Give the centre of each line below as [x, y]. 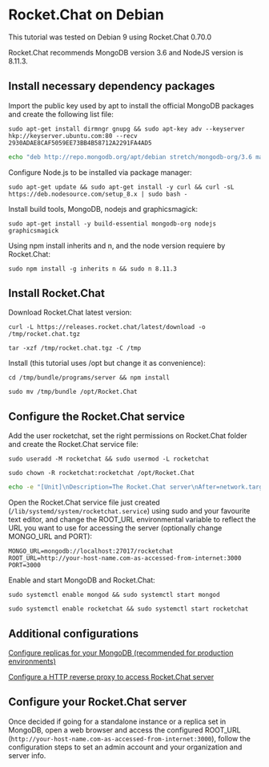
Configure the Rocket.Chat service [97, 416]
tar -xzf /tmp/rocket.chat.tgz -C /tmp [75, 348]
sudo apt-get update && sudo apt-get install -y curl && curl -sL [121, 187]
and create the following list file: [61, 114]
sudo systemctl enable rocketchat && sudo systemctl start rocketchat [128, 609]
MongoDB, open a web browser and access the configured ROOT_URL [125, 730]
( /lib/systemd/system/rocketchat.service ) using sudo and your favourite [129, 511]
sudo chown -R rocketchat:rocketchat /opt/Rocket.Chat [102, 473]
